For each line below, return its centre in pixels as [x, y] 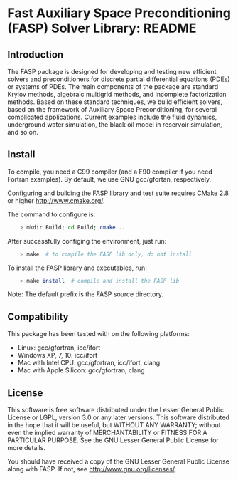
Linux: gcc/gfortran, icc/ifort [59, 348]
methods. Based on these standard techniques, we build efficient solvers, [115, 102]
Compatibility [38, 317]
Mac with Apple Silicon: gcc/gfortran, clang [81, 370]
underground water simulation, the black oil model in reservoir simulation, [115, 125]
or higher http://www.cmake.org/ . [56, 200]
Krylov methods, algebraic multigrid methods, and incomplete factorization [117, 94]
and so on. [23, 132]
